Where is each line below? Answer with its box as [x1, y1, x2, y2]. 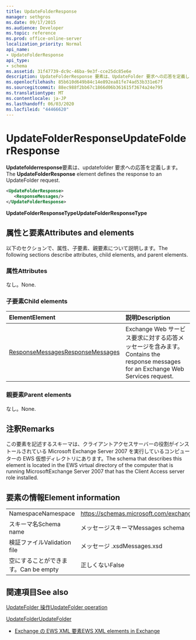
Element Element [9, 313, 56, 321]
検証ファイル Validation [9, 538, 71, 546]
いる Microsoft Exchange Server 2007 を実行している [36, 448, 164, 455]
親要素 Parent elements [6, 391, 72, 399]
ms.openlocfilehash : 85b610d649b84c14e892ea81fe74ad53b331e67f [6, 79, 163, 85]
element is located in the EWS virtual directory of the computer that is [6, 462, 174, 469]
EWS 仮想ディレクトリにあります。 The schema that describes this [22, 455, 182, 462]
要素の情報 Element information [6, 492, 121, 503]
